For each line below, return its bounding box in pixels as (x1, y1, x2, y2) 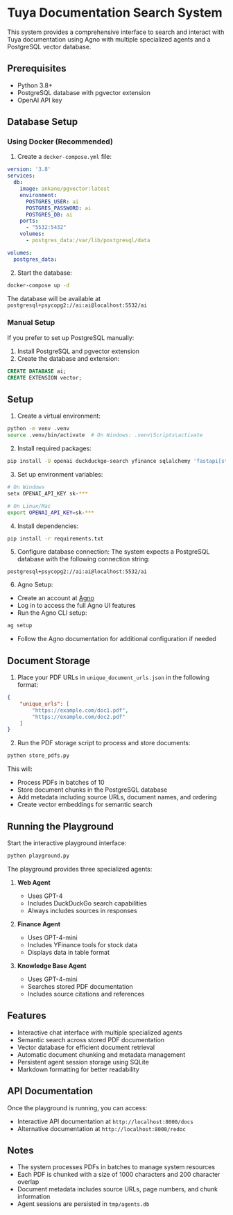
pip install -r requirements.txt (7, 535, 104, 542)
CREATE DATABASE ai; (7, 368, 67, 375)
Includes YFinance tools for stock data (27, 940, 138, 949)
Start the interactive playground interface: (7, 839, 127, 847)
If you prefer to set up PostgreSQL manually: (7, 333, 135, 341)
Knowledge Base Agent (17, 961, 87, 969)
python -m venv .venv (7, 425, 70, 432)
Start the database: (17, 269, 73, 277)
